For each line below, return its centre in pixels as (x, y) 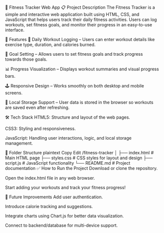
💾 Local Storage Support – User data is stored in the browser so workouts (79, 102)
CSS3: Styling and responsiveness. (40, 128)
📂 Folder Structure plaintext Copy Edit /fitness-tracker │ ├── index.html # (80, 153)
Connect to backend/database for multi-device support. (61, 225)
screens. (14, 93)
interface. (15, 30)
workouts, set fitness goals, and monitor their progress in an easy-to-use (79, 25)
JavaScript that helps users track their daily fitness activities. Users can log (81, 20)
